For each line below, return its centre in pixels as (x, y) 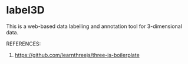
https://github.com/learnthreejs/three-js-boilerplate (77, 55)
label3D (26, 10)
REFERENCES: (24, 44)
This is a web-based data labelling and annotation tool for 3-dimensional (94, 26)
